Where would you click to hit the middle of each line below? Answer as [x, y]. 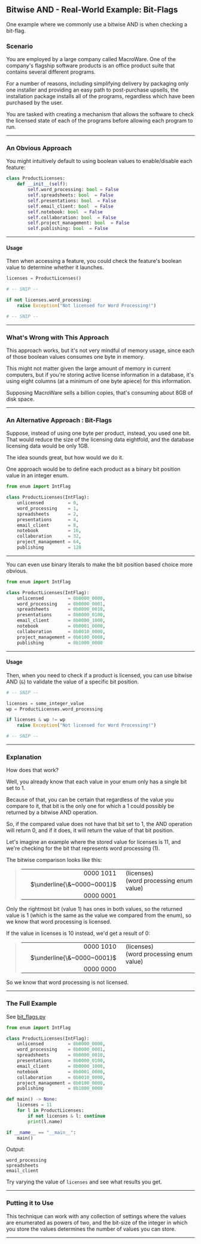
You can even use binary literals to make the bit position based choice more [100, 564]
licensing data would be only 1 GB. [48, 446]
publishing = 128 [49, 547]
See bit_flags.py [26, 1016]
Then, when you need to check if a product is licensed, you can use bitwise [99, 675]
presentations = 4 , [48, 520]
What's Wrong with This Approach [57, 337]
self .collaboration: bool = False [72, 217]
